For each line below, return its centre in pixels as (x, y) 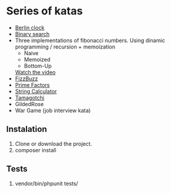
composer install (36, 150)
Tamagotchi (30, 98)
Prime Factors (32, 85)
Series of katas (45, 11)
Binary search (32, 34)
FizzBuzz (26, 79)
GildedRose (29, 104)
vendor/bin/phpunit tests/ (46, 183)
